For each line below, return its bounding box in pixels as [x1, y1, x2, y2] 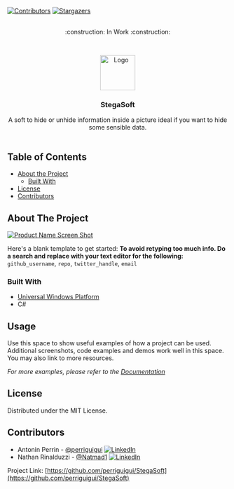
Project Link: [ [7, 466, 48, 474]
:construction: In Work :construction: [64, 28, 171, 36]
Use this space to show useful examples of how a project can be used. [7, 339, 212, 347]
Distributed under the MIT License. [7, 406, 108, 415]
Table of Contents [7, 151, 88, 163]
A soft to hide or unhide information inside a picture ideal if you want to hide [8, 116, 228, 124]
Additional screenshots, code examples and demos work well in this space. [7, 347, 224, 355]
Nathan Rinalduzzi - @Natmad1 [17, 453, 107, 461]
